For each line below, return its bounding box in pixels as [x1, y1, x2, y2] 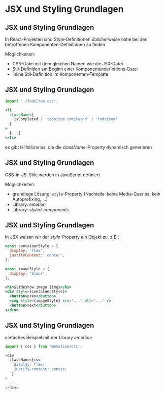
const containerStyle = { [5, 244, 58, 248]
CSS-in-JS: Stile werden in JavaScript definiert [5, 172, 100, 178]
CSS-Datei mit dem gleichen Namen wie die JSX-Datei [12, 61, 123, 66]
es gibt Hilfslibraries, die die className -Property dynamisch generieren [5, 144, 152, 150]
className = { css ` [9, 357, 43, 362]
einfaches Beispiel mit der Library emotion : [5, 334, 92, 340]
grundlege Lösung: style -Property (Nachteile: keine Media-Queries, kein [12, 191, 161, 197]
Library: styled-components [12, 206, 69, 212]
